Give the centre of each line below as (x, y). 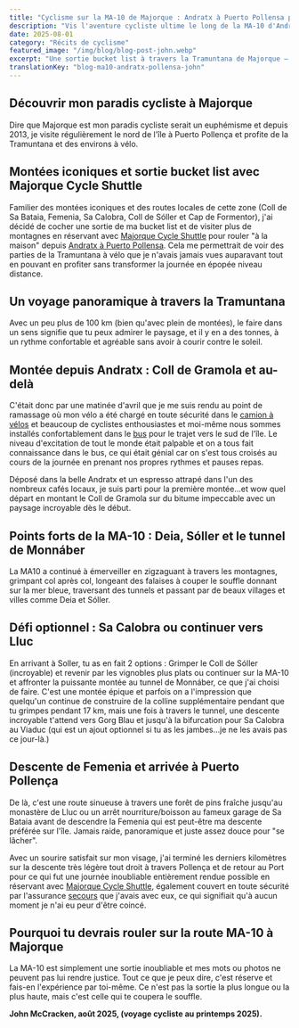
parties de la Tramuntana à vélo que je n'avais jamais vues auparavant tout (146, 254)
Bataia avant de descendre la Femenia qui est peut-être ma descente (136, 821)
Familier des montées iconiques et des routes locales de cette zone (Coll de (148, 207)
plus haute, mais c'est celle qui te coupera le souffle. (106, 997)
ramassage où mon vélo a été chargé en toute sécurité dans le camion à (141, 415)
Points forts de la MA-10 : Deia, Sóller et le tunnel (147, 536)
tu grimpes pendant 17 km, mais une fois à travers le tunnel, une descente (145, 711)
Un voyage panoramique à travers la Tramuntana (147, 301)
